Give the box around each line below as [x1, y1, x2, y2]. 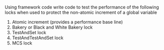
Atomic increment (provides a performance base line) [12, 19, 123, 25]
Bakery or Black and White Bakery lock [12, 24, 93, 30]
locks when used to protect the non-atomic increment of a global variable [5, 9, 157, 15]
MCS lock [12, 40, 33, 46]
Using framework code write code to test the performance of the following [5, 4, 159, 10]
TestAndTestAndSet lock [12, 35, 64, 41]
